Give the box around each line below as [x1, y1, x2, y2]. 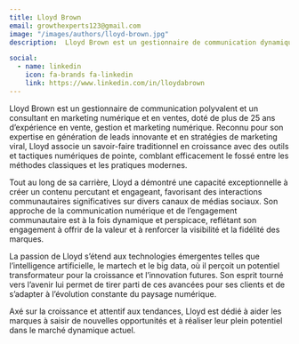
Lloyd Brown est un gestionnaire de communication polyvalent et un [9, 103, 259, 114]
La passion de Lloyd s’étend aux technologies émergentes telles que [9, 251, 260, 261]
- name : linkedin [17, 62, 82, 71]
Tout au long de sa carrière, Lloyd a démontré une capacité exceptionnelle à [9, 177, 288, 188]
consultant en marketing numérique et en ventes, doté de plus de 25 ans [9, 112, 276, 123]
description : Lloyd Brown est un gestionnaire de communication [9, 37, 256, 47]
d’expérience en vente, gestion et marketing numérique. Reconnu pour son [9, 122, 284, 132]
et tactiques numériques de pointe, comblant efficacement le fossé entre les [9, 150, 289, 161]
